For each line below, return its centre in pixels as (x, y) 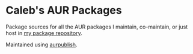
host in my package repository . (44, 33)
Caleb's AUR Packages (64, 10)
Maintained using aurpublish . (41, 45)
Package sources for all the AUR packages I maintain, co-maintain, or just (97, 27)
